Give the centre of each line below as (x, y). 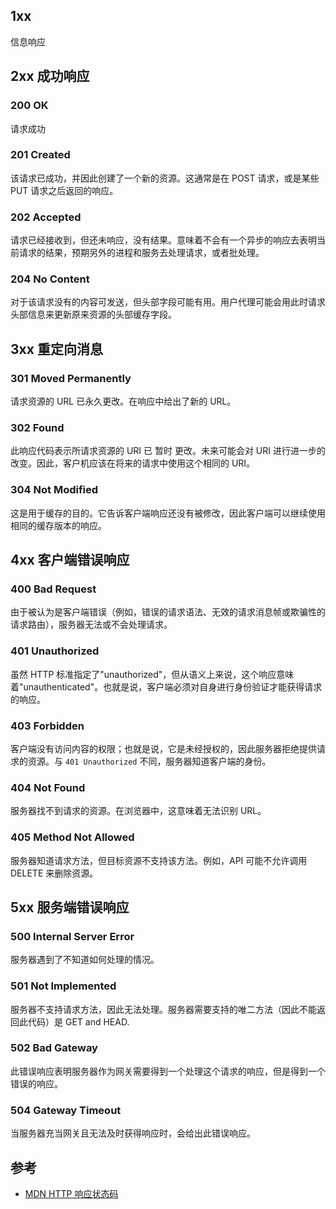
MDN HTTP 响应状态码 (71, 1193)
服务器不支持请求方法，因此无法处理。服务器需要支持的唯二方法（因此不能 (163, 1009)
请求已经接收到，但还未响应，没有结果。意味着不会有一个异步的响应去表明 (163, 240)
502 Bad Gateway (54, 1048)
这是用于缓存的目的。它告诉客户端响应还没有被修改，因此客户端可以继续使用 (168, 513)
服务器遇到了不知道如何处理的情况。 (85, 960)
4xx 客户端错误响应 (70, 560)
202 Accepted (46, 217)
